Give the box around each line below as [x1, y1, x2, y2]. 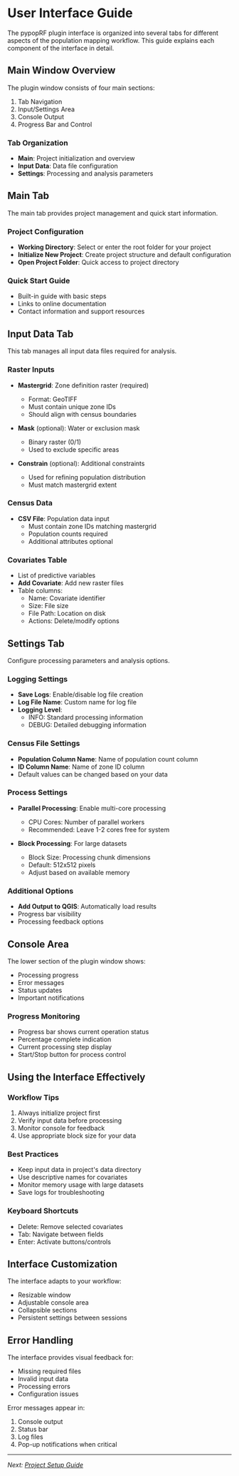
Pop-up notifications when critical [17, 1440, 117, 1449]
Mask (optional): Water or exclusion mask [17, 423, 140, 433]
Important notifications [17, 994, 85, 1002]
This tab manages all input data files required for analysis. [7, 347, 177, 355]
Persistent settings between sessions [17, 1313, 127, 1322]
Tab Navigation [17, 97, 63, 106]
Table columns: [17, 587, 63, 595]
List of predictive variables [17, 571, 96, 580]
